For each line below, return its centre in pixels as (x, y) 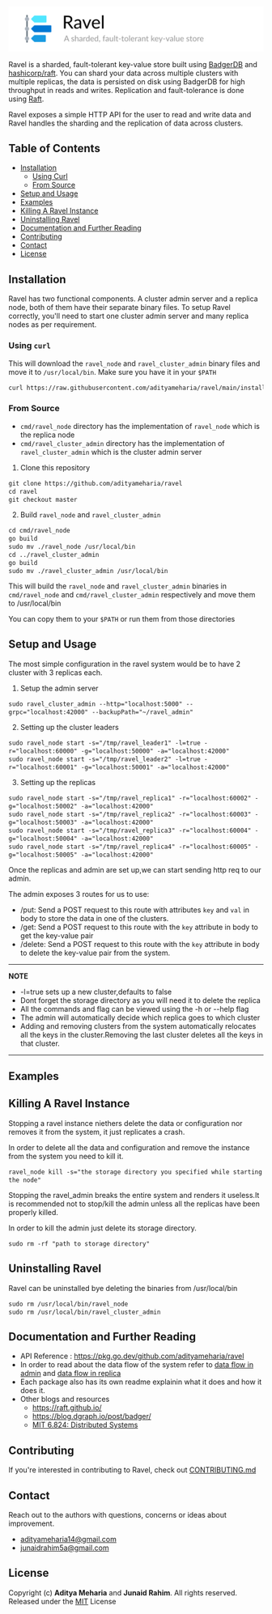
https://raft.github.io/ (67, 1408)
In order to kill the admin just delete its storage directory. (102, 1228)
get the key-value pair (57, 935)
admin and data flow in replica (70, 1374)
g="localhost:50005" (43, 855)
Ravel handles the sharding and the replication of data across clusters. (126, 123)
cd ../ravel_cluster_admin (54, 554)
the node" (25, 1180)
